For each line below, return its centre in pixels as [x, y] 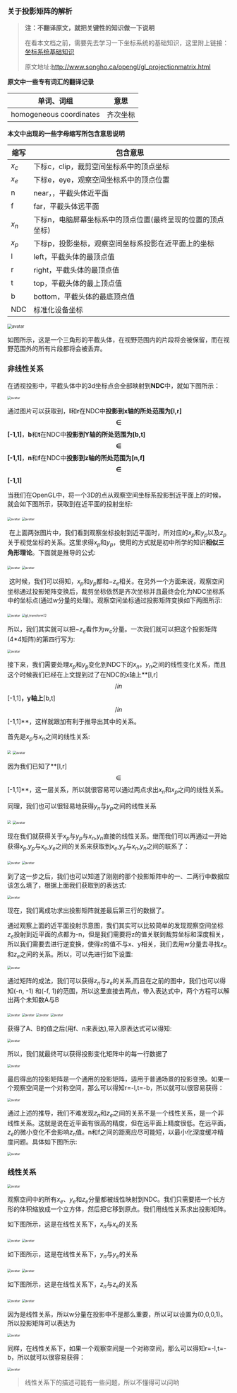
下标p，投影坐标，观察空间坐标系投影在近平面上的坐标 [124, 243]
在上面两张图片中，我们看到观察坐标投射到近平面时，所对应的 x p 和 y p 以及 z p [118, 533]
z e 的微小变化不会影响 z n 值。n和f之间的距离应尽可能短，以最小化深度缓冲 [113, 1133]
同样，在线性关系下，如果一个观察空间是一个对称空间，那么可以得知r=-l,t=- [117, 1348]
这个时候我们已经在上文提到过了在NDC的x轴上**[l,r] [83, 675]
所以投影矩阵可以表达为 [41, 1323]
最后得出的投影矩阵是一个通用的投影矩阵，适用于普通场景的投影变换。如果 [115, 1079]
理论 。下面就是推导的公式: [58, 553]
